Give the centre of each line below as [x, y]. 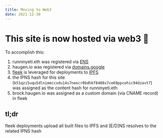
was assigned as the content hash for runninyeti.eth [65, 88]
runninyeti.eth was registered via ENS [50, 62]
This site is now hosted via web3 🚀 [77, 39]
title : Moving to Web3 [28, 10]
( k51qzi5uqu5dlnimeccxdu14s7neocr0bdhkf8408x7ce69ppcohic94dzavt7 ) [82, 83]
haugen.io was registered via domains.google [58, 67]
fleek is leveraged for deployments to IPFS [55, 72]
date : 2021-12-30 [23, 14]
